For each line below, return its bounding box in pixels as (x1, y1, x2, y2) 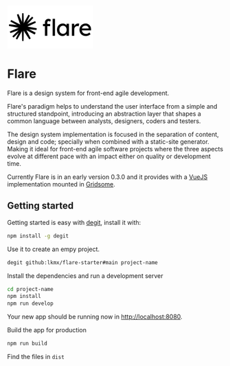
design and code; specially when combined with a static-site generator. (7, 137, 209, 146)
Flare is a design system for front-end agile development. (7, 89, 170, 97)
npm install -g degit (7, 233, 69, 239)
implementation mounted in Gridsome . (7, 180, 115, 188)
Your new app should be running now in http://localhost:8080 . (7, 312, 183, 321)
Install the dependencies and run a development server (7, 271, 163, 280)
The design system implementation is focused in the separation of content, (7, 130, 220, 138)
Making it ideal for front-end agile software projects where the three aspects (7, 144, 224, 153)
